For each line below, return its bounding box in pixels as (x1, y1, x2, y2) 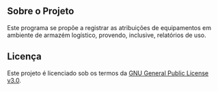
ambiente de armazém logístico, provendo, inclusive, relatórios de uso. (7, 31, 206, 39)
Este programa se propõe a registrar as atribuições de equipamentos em (7, 23, 212, 31)
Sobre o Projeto (7, 5, 74, 17)
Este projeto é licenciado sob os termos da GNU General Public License (7, 68, 209, 77)
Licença (7, 51, 42, 62)
